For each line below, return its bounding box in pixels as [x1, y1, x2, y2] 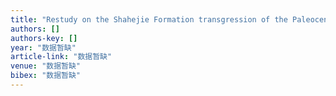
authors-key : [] [10, 33, 78, 43]
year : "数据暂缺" [10, 42, 77, 53]
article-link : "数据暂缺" [10, 52, 113, 62]
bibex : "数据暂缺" [10, 71, 82, 81]
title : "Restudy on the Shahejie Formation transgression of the [10, 14, 288, 25]
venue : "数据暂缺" [10, 61, 82, 71]
